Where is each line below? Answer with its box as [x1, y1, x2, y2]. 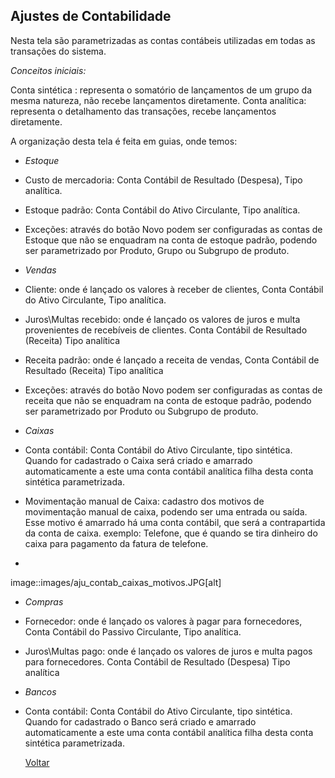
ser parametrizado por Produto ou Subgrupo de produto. [24, 405, 259, 417]
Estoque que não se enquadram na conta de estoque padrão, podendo [24, 234, 318, 246]
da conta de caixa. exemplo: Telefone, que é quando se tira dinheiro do [24, 527, 318, 539]
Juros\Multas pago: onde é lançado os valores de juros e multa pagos [24, 645, 313, 657]
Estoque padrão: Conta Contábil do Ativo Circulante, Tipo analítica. [24, 204, 301, 216]
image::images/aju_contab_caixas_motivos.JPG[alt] [10, 576, 222, 588]
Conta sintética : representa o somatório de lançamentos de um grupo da [10, 84, 313, 96]
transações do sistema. [10, 45, 107, 57]
